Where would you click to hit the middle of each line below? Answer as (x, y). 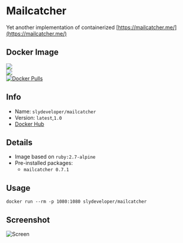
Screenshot (28, 220)
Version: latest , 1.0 (38, 117)
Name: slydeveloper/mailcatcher (55, 111)
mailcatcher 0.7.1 (46, 170)
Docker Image (33, 52)
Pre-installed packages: (44, 163)
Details (19, 143)
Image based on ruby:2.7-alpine (55, 157)
